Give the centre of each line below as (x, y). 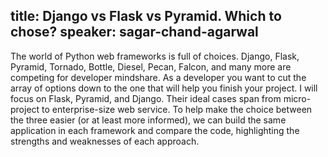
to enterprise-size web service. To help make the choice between (177, 109)
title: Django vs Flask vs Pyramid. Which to (146, 16)
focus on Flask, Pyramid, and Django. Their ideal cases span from (146, 98)
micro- (297, 98)
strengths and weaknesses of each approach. (105, 141)
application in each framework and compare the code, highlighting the (155, 130)
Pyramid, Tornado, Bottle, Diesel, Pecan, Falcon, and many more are (151, 66)
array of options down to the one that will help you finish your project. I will (164, 88)
